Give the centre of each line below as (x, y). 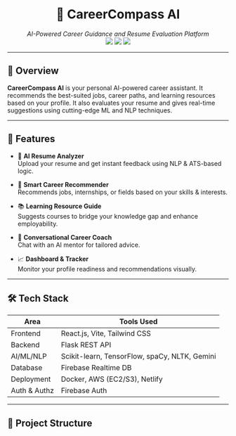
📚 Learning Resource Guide (59, 206)
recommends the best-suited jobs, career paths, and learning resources (111, 95)
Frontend (26, 333)
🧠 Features (31, 139)
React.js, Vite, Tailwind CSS (106, 333)
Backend (25, 345)
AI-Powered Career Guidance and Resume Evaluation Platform (118, 34)
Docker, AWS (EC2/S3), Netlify (112, 379)
